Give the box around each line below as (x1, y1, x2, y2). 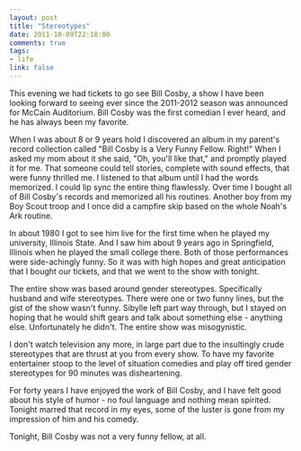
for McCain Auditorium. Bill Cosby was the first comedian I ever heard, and (9, 107, 286, 118)
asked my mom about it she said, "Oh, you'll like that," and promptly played (9, 153, 288, 164)
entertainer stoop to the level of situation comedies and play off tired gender (9, 358, 292, 368)
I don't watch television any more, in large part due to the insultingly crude (9, 339, 285, 349)
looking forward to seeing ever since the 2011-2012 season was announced (9, 97, 288, 108)
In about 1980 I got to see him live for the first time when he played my (9, 227, 270, 238)
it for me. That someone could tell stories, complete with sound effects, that (9, 163, 290, 173)
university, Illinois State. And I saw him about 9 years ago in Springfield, (9, 237, 274, 248)
